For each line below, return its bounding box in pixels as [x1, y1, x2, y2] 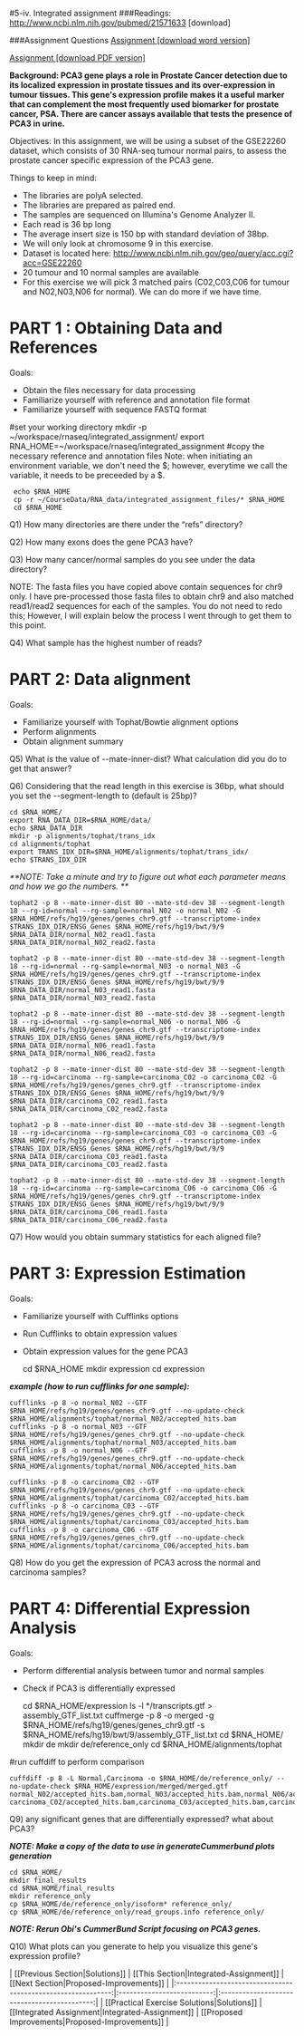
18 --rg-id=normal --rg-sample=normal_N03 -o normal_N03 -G [9, 961, 242, 970]
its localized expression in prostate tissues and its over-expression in [9, 80, 276, 90]
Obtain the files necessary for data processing [22, 384, 196, 395]
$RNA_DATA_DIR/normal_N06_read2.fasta [9, 1048, 156, 1058]
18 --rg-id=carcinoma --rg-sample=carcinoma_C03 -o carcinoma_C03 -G [9, 1128, 278, 1137]
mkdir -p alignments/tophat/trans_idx [9, 831, 156, 841]
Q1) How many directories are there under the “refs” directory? [9, 518, 243, 529]
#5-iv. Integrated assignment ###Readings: [9, 8, 172, 18]
